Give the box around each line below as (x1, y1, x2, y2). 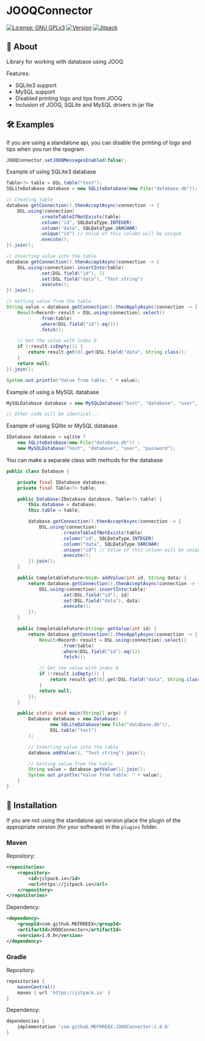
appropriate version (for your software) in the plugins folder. (6, 823, 158, 830)
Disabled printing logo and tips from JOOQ (15, 94, 123, 101)
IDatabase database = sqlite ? (6, 434, 86, 440)
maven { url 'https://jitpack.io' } (17, 990, 111, 996)
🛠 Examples (6, 120, 55, 130)
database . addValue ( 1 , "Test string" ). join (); (28, 749, 146, 756)
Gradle (6, 952, 27, 961)
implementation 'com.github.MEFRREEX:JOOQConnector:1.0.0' (17, 1024, 171, 1030)
